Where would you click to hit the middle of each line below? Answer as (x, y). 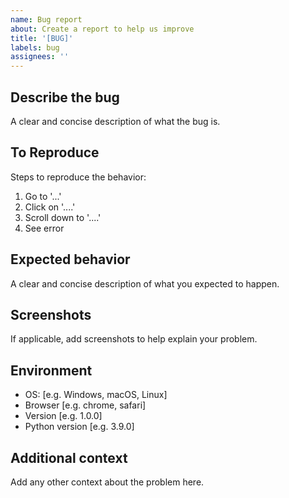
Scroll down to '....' (63, 217)
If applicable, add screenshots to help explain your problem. (134, 339)
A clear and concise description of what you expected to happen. (145, 283)
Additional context (69, 457)
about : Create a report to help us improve (102, 29)
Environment (51, 370)
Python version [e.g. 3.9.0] (79, 427)
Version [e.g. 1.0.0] (63, 416)
